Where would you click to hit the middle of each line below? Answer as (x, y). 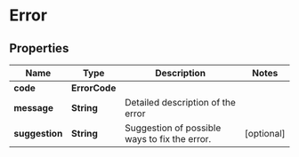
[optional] (265, 133)
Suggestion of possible (173, 128)
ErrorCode (93, 88)
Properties (39, 48)
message (33, 108)
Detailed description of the (180, 102)
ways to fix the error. (168, 139)
